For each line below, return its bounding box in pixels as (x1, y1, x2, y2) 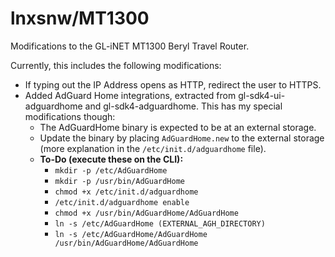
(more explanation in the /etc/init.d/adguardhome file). (39, 142, 267, 154)
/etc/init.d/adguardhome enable (54, 197, 190, 207)
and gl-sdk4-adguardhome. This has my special (84, 100, 283, 112)
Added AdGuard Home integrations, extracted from (24, 89, 237, 101)
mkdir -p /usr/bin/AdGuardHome (54, 176, 185, 186)
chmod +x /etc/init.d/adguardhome (54, 187, 199, 197)
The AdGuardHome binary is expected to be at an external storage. (39, 121, 317, 133)
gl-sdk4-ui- (238, 89, 286, 101)
